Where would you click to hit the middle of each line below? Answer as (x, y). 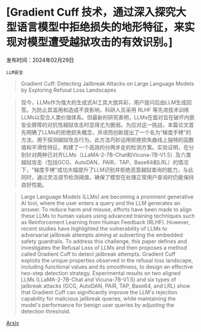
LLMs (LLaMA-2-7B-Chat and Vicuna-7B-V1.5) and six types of (98, 279)
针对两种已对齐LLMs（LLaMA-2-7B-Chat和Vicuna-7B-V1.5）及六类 (109, 155)
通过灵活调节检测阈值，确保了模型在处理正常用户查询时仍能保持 (115, 177)
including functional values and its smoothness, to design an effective (107, 267)
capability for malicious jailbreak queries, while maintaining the (98, 298)
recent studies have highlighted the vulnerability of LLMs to (94, 228)
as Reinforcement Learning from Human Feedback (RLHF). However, (105, 222)
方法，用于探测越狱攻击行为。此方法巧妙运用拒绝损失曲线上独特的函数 (107, 140)
